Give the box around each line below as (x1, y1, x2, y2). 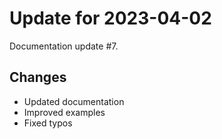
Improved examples (23, 106, 106, 118)
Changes (9, 69, 67, 86)
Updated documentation (23, 95, 125, 107)
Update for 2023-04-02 (9, 7, 212, 30)
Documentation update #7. (9, 40, 119, 52)
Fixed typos (23, 117, 73, 129)
